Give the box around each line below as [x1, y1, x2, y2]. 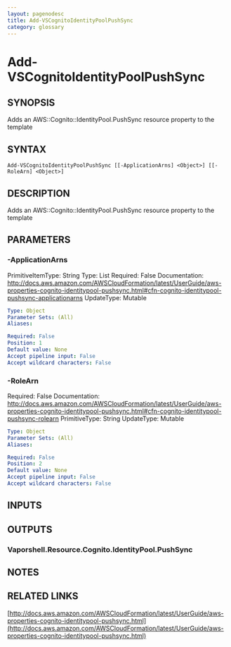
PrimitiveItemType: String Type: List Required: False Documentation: [7, 271, 204, 279]
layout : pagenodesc [7, 10, 65, 18]
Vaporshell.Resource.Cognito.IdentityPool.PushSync [7, 544, 193, 554]
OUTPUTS [7, 523, 53, 536]
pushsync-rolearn [7, 414, 60, 423]
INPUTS [7, 500, 42, 512]
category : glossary [7, 23, 65, 30]
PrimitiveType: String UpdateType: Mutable [60, 414, 185, 423]
